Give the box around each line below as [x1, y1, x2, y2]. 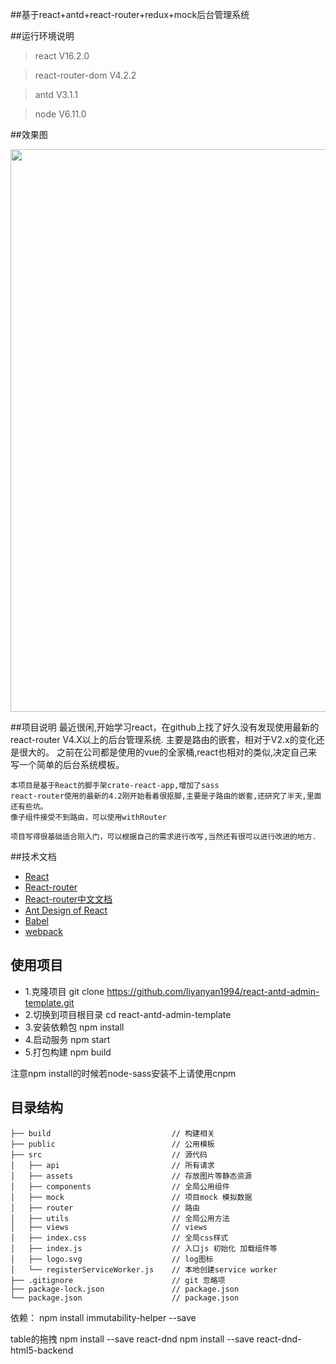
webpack [24, 926, 63, 937]
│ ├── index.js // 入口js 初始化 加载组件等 [10, 1243, 278, 1253]
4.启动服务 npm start [24, 1033, 111, 1045]
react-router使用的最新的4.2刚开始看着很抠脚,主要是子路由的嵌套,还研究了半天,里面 [10, 791, 322, 801]
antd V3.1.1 [34, 89, 78, 100]
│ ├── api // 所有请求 [10, 1160, 215, 1170]
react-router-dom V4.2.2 [34, 69, 137, 81]
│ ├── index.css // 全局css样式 [10, 1233, 229, 1243]
